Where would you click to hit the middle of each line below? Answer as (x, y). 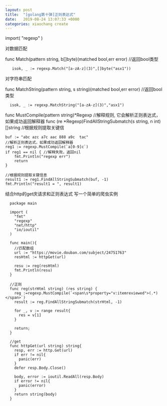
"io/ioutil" (27, 230)
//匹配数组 (24, 248)
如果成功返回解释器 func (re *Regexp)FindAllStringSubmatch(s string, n (79, 122)
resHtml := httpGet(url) (40, 257)
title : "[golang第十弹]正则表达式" (41, 15)
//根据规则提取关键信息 (26, 175)
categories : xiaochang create (37, 24)
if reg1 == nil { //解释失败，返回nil (43, 152)
